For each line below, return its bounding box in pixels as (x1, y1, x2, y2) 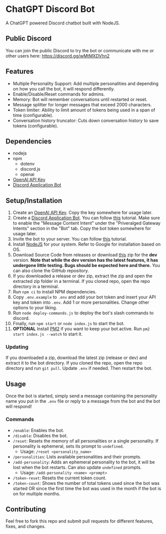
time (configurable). (12, 112, 54, 118)
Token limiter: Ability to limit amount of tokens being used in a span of (12, 107, 156, 113)
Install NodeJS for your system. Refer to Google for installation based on (12, 241, 161, 247)
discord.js (20, 166, 41, 172)
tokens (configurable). (12, 123, 58, 129)
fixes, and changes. (5, 524, 46, 530)
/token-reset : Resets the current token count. (12, 475, 107, 481)
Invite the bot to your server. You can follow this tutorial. (12, 236, 127, 242)
